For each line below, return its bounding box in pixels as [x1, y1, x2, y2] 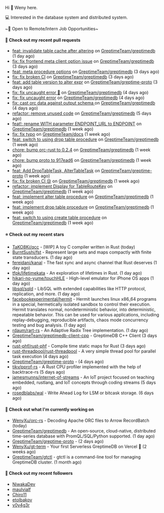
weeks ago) [12, 449, 36, 455]
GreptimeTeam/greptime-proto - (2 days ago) [12, 438, 104, 444]
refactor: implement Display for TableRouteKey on [12, 183, 113, 189]
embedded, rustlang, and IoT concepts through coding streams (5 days [12, 380, 156, 385]
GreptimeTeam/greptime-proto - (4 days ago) [12, 359, 104, 365]
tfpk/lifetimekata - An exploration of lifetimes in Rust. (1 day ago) [12, 270, 142, 276]
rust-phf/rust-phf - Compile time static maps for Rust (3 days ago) [12, 343, 146, 349]
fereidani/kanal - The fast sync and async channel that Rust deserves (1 [12, 260, 157, 266]
